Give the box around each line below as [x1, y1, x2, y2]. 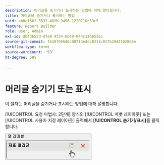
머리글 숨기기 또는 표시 [5, 83, 92, 95]
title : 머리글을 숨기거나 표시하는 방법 [5, 13, 75, 18]
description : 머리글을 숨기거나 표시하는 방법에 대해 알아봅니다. [5, 8, 122, 13]
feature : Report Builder [5, 24, 56, 29]
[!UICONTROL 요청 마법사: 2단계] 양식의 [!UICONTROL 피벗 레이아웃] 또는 [5, 111, 151, 117]
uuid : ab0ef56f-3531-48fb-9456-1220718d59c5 [5, 18, 99, 23]
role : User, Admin [5, 29, 43, 34]
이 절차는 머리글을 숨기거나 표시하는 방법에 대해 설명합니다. [5, 101, 119, 107]
